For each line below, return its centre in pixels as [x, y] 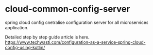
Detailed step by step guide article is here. [47, 37]
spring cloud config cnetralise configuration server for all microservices [77, 22]
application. [17, 27]
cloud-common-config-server [68, 9]
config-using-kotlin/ [25, 47]
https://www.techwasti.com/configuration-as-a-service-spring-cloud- [75, 42]
